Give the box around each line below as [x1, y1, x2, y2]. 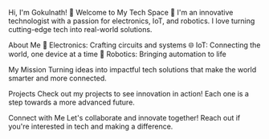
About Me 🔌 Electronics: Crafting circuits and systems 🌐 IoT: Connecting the [8, 40, 261, 50]
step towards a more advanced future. [8, 97, 135, 107]
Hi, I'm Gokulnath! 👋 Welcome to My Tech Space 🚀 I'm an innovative [8, 8, 234, 17]
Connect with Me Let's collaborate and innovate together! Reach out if [8, 113, 241, 122]
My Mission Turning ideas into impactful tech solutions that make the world [8, 65, 257, 74]
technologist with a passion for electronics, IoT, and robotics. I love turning [8, 16, 255, 26]
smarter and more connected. [8, 73, 107, 83]
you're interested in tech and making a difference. [8, 121, 173, 131]
